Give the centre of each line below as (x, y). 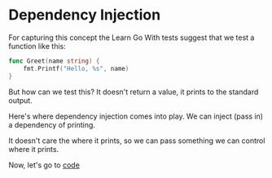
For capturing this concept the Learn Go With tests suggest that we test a (132, 37)
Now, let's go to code (44, 165)
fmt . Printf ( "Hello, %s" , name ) (76, 68)
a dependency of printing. (52, 124)
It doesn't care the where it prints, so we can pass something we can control (137, 141)
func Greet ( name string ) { (54, 61)
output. (20, 100)
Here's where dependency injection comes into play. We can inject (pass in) (136, 116)
